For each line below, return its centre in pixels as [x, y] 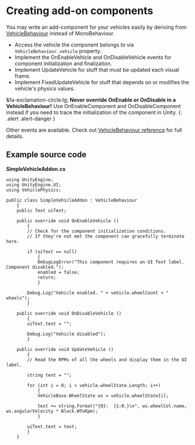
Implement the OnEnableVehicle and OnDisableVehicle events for [93, 57]
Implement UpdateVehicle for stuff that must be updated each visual [97, 69]
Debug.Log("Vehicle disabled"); [67, 334]
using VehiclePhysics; [34, 190]
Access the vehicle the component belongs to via [74, 45]
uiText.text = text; [52, 426]
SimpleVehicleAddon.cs [36, 169]
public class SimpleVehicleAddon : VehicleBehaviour [72, 200]
